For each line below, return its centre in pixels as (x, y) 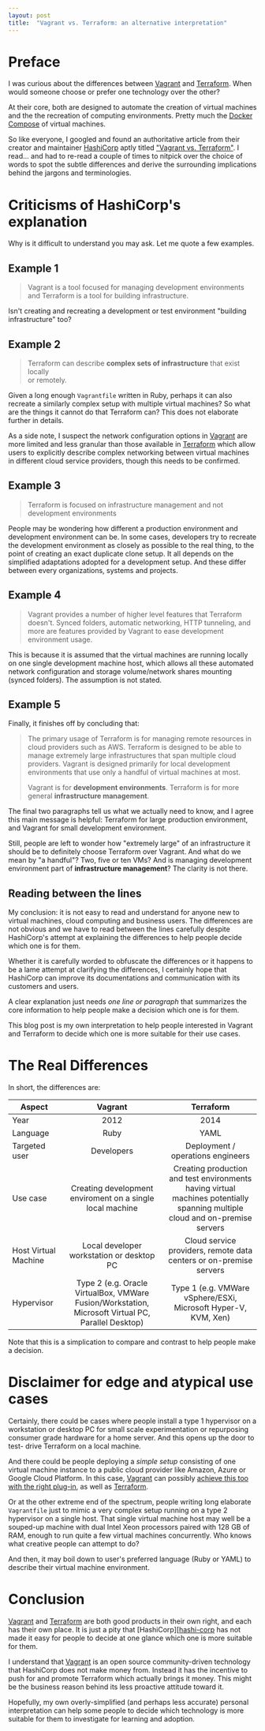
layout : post (30, 15)
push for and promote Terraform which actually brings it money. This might (130, 1679)
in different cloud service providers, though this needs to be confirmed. (124, 461)
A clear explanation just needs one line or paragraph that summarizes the (127, 1002)
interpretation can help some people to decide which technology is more (126, 1710)
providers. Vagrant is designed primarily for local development (129, 764)
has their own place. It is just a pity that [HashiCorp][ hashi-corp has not (125, 1630)
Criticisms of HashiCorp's (95, 205)
